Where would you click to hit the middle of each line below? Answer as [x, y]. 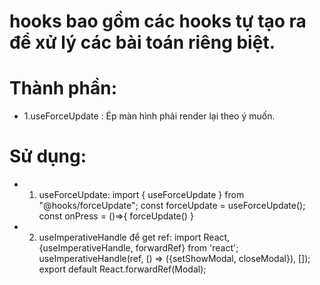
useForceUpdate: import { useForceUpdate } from [141, 195]
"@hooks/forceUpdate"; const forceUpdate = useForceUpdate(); [172, 206]
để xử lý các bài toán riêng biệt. [142, 42]
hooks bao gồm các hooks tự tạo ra [158, 21]
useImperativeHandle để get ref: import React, [134, 237]
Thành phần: [63, 88]
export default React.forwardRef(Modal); [122, 269]
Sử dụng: [48, 156]
